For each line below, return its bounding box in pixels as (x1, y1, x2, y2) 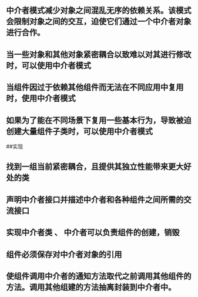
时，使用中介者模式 (6, 94, 76, 104)
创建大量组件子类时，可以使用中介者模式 (6, 126, 153, 136)
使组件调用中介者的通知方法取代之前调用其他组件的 (6, 271, 192, 281)
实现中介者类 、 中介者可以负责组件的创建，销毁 (6, 228, 180, 238)
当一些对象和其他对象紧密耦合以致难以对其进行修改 (6, 49, 192, 59)
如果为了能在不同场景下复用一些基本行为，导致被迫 (6, 115, 192, 125)
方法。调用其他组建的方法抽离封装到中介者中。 (6, 282, 176, 292)
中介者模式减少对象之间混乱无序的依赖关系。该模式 (6, 5, 192, 16)
